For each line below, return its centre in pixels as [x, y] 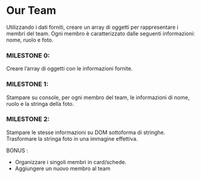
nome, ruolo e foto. [30, 40]
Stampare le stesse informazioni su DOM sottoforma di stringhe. [86, 132]
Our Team [31, 11]
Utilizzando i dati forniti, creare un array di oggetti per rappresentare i [92, 27]
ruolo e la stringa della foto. [40, 103]
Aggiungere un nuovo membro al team [63, 168]
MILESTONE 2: [28, 119]
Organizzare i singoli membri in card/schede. [71, 162]
